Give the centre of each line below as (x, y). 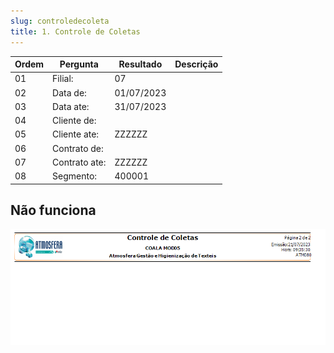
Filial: (63, 79)
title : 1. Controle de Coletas (75, 31)
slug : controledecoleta (60, 21)
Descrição (196, 64)
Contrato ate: (79, 162)
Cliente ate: (76, 134)
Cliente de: (74, 120)
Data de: (69, 92)
